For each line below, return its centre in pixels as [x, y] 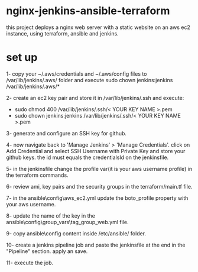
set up [22, 58]
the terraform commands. [38, 175]
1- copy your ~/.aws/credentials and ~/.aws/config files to [77, 74]
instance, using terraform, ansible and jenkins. [63, 33]
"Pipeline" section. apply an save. [47, 251]
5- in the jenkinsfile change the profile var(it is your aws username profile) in [99, 169]
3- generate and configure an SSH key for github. [66, 133]
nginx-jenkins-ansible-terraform [88, 11]
